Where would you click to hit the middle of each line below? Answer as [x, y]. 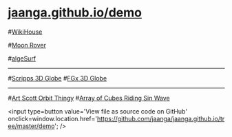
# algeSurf [22, 58]
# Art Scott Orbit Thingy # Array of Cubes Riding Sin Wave [89, 98]
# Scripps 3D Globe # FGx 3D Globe [57, 78]
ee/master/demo [31, 126]
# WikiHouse [25, 32]
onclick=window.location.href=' [53, 118]
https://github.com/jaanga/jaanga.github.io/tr [161, 118]
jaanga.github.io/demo [75, 13]
